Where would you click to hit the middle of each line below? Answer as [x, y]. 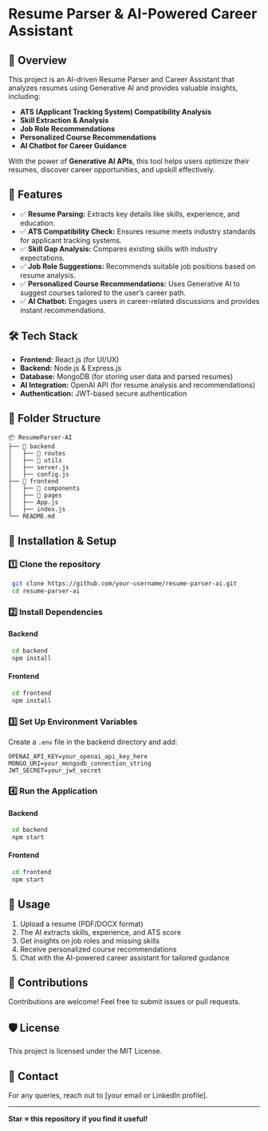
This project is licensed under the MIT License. [85, 1051]
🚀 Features [35, 195]
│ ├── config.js [39, 475]
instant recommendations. [63, 310]
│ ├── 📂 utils [35, 461]
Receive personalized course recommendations [98, 949]
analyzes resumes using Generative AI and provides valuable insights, [123, 88]
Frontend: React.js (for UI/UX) [69, 359]
